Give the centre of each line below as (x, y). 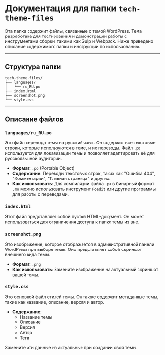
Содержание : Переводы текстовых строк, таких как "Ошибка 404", (84, 174)
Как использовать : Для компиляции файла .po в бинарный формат (83, 184)
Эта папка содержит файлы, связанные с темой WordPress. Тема (74, 31)
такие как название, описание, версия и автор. (55, 302)
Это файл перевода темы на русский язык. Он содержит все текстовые (80, 143)
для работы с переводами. (41, 194)
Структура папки (33, 67)
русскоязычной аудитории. (34, 159)
